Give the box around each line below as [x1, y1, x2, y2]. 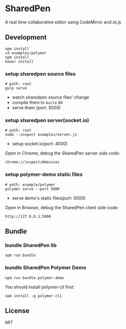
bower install [5, 59, 34, 64]
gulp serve [5, 86, 27, 91]
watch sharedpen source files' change [12, 94, 90, 100]
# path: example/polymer [5, 182, 55, 187]
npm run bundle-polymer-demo [5, 275, 64, 280]
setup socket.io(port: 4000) [12, 141, 68, 147]
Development [5, 33, 47, 42]
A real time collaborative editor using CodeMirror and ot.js [5, 19, 122, 25]
